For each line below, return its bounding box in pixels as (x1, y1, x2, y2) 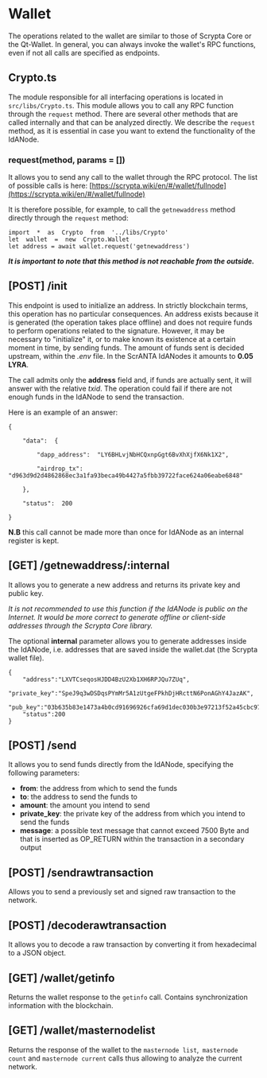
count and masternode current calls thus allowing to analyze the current (8, 1053, 242, 1063)
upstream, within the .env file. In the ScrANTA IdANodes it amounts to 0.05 (8, 351, 253, 360)
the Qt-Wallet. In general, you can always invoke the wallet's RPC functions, (8, 39, 256, 49)
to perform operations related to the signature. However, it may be (8, 325, 225, 335)
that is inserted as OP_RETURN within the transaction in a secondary (19, 835, 245, 844)
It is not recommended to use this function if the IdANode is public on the (8, 604, 248, 613)
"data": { (22, 437, 59, 445)
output (19, 843, 42, 852)
